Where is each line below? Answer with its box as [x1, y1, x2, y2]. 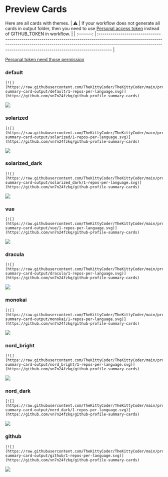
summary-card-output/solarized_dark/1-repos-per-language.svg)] [5, 180, 142, 185]
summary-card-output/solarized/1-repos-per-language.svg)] [5, 134, 131, 140]
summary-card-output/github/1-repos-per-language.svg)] [5, 453, 124, 458]
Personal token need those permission [5, 56, 84, 62]
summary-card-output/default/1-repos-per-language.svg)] [5, 89, 126, 94]
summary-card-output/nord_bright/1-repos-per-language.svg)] [5, 362, 135, 367]
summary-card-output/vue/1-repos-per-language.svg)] [5, 225, 117, 231]
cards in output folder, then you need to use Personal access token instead [5, 25, 159, 31]
